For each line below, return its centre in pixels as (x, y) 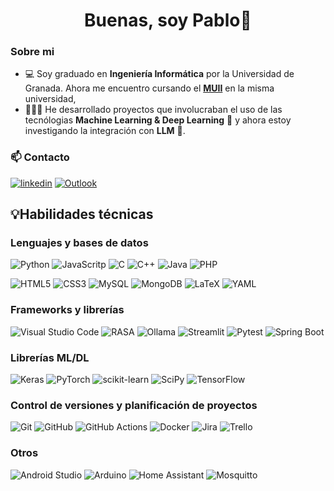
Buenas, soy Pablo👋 (168, 20)
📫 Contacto (40, 157)
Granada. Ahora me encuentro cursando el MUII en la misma (149, 88)
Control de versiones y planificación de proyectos (134, 405)
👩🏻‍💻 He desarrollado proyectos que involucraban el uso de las (153, 110)
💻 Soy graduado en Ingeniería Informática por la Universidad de (159, 74)
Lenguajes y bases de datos (79, 243)
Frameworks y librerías (67, 310)
